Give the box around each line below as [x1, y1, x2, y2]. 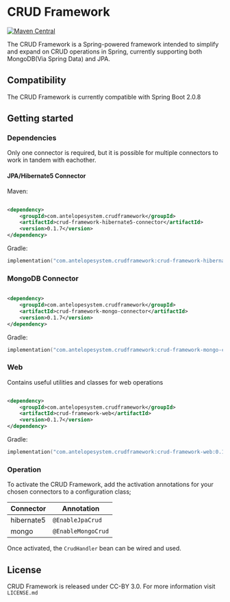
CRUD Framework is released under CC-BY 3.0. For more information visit [7, 582, 216, 590]
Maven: [7, 186, 29, 195]
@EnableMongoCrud [52, 527, 110, 535]
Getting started [7, 112, 74, 124]
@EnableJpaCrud [52, 516, 103, 525]
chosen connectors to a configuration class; [7, 487, 131, 496]
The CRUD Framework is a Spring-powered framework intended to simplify [7, 40, 219, 48]
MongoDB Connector [7, 274, 79, 283]
